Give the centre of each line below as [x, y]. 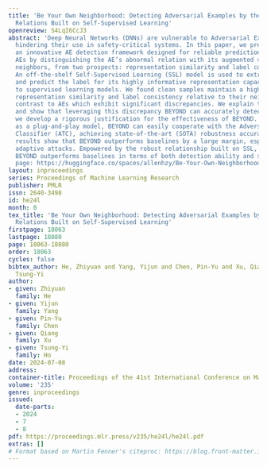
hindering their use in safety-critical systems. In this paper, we [131, 45]
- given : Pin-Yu [35, 318]
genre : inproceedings [44, 392]
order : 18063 [30, 252]
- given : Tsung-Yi [39, 348]
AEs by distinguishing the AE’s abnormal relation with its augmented [135, 60]
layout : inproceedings [46, 171]
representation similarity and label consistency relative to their [131, 97]
